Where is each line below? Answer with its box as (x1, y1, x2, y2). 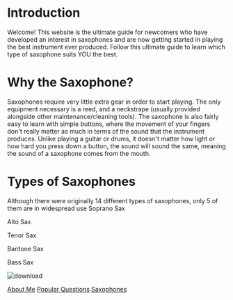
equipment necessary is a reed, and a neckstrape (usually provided (7, 104, 200, 113)
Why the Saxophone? (7, 74, 134, 90)
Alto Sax (7, 217, 31, 226)
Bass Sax (7, 258, 34, 266)
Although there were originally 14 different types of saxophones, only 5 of (7, 196, 218, 205)
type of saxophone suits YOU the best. (7, 50, 118, 58)
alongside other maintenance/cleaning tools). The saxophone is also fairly (7, 112, 219, 120)
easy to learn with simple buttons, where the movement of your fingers (7, 120, 211, 128)
